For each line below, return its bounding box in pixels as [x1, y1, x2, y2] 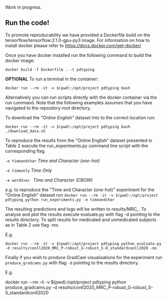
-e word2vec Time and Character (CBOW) [5, 177, 93, 183]
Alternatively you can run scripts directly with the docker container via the [5, 94, 157, 100]
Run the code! [5, 18, 50, 27]
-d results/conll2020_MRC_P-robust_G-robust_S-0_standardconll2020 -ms [5, 246, 157, 251]
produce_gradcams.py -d [5, 284, 57, 290]
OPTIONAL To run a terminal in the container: [5, 76, 99, 82]
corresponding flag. [5, 148, 46, 154]
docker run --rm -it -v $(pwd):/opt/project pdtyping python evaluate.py [5, 241, 162, 246]
